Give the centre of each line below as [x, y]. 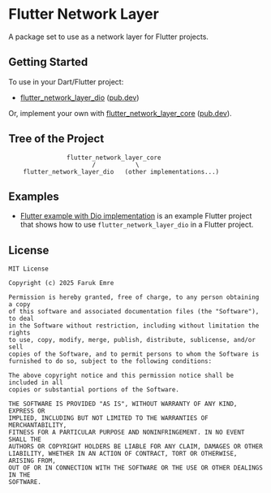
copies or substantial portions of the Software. [94, 390]
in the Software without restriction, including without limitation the [134, 326]
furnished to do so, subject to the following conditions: [110, 361]
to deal [22, 319]
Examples [34, 196]
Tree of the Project [56, 139]
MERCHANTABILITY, [38, 426]
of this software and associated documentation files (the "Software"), [134, 312]
